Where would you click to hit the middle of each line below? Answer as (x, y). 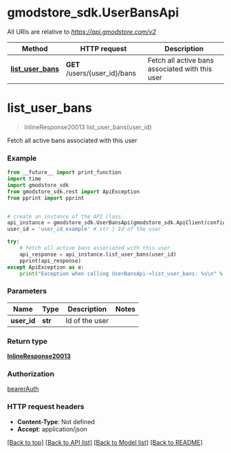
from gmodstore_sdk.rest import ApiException (73, 191)
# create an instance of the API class (64, 217)
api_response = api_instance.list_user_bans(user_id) (98, 254)
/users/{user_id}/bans (101, 73)
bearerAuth (23, 389)
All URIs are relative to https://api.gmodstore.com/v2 (82, 32)
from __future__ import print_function (64, 173)
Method (35, 48)
